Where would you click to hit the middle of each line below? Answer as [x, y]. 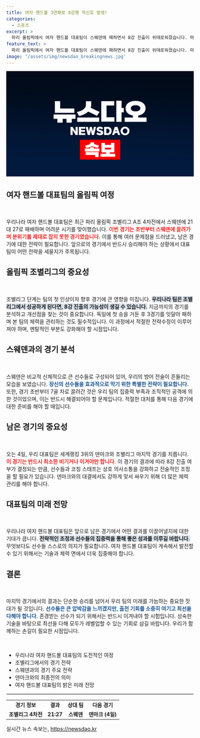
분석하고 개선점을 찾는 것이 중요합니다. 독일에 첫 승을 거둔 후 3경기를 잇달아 [93, 314]
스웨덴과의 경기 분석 [40, 349]
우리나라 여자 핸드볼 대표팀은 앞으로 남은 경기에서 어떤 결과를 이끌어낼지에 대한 [98, 531]
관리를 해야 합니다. [28, 484]
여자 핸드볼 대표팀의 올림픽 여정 [60, 194]
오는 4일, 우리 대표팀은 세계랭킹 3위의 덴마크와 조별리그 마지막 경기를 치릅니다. [98, 454]
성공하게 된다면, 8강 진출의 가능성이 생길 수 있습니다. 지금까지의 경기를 [108, 306]
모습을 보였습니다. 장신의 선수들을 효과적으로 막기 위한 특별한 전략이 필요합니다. [98, 384]
